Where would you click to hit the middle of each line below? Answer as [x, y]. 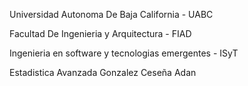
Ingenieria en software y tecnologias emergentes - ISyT [124, 53]
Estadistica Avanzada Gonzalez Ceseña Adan [103, 72]
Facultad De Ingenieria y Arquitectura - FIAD [100, 33]
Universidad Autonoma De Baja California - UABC [111, 14]
